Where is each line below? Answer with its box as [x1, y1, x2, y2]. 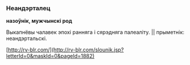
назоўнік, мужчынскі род [6, 18, 72, 25]
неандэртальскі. [6, 35, 47, 42]
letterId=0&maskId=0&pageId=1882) [6, 53, 95, 60]
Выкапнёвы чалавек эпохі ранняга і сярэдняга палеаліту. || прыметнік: [6, 29, 185, 36]
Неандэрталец [6, 4, 51, 12]
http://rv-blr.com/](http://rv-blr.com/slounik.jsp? [8, 46, 124, 53]
